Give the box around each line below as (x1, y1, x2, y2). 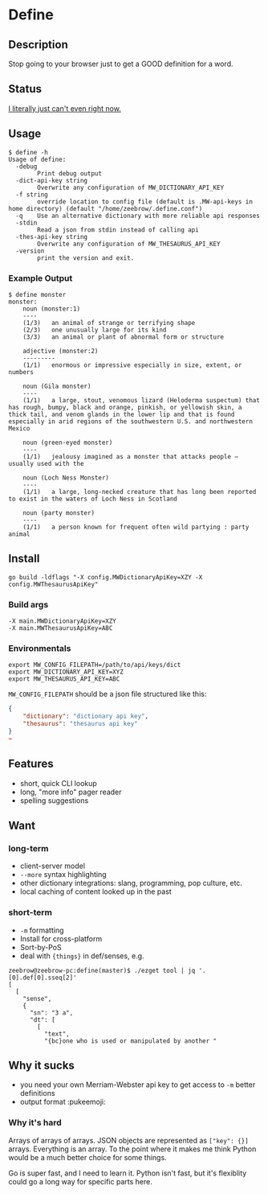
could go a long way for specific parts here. (8, 1176, 152, 1186)
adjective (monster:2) (22, 347, 99, 355)
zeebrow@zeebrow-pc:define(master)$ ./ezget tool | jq (8, 966, 196, 974)
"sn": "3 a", (29, 1008, 74, 1017)
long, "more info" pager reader (19, 787, 122, 797)
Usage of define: (8, 155, 67, 163)
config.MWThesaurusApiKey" (8, 580, 99, 588)
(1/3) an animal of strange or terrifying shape (22, 319, 196, 327)
